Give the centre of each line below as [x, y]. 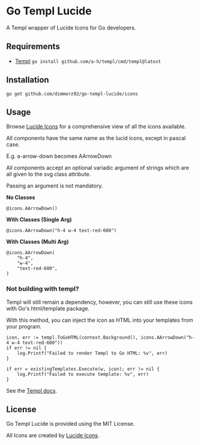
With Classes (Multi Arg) [38, 242]
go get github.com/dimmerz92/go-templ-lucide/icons [72, 94]
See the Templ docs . [32, 390]
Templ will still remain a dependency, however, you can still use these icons [100, 302]
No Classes [21, 198]
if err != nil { [26, 348]
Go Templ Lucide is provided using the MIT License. [71, 424]
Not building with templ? [43, 289]
